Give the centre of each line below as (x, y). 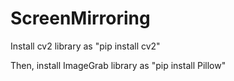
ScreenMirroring (80, 18)
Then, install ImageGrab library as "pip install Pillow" (118, 65)
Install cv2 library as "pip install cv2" (85, 46)
